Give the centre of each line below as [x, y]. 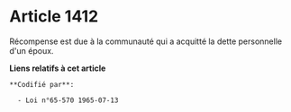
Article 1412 [54, 17]
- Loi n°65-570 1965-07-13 [68, 100]
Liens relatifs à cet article [58, 68]
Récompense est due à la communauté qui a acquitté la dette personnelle [145, 41]
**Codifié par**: [42, 84]
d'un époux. [32, 50]
